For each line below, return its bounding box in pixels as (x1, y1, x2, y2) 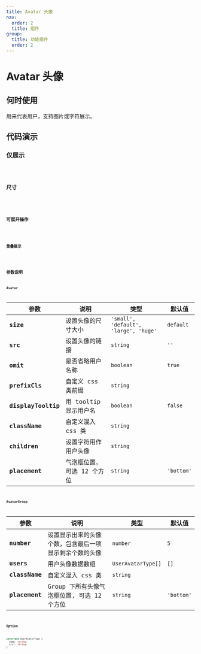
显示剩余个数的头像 (47, 549, 102, 557)
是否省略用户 (65, 358, 102, 365)
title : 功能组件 (11, 37, 49, 43)
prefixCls (9, 381, 42, 389)
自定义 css (65, 378, 99, 386)
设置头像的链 (65, 337, 102, 345)
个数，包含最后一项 (47, 540, 102, 548)
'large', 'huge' (111, 328, 157, 334)
